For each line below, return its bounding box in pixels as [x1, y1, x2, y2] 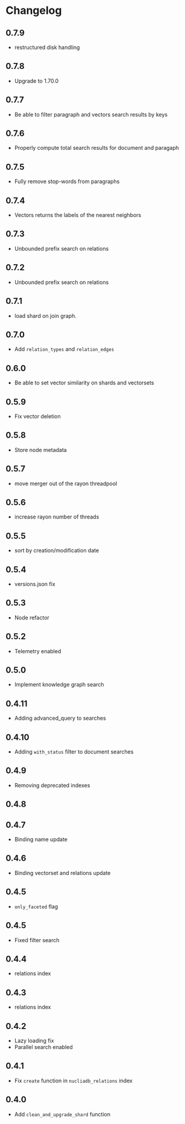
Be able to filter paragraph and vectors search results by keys [14, 111, 168, 118]
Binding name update [14, 836, 67, 843]
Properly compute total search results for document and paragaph [14, 144, 179, 152]
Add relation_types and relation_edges [14, 346, 114, 353]
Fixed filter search [14, 936, 60, 943]
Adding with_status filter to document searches [14, 748, 134, 755]
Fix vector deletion [14, 412, 61, 420]
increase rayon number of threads [14, 513, 99, 520]
